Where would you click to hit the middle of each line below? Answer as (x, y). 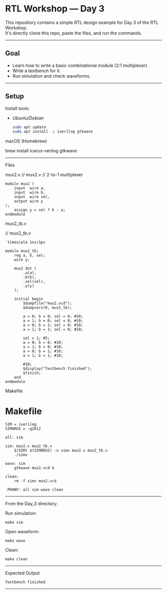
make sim (14, 523)
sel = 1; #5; (37, 338)
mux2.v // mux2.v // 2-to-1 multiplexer (44, 175)
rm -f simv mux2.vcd (35, 481)
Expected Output (22, 573)
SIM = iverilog (21, 424)
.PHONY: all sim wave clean (34, 490)
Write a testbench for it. (37, 71)
